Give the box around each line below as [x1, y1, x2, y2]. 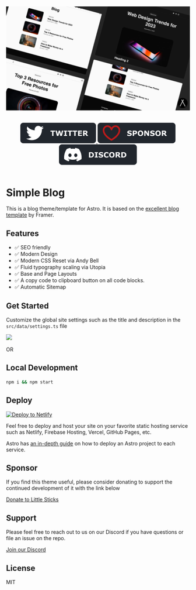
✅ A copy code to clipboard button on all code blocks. [14, 277, 145, 284]
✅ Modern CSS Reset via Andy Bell [14, 257, 99, 264]
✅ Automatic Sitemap [14, 283, 66, 290]
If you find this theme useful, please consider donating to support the [6, 478, 173, 486]
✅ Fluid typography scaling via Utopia [14, 264, 106, 271]
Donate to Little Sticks [6, 496, 59, 503]
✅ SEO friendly [14, 244, 51, 251]
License [6, 563, 36, 573]
